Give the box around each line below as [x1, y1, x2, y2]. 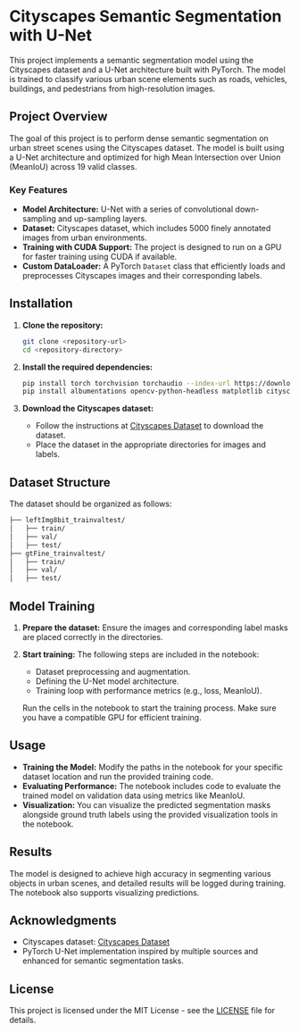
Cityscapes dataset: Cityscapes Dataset [21, 936, 170, 947]
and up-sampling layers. [57, 213, 147, 224]
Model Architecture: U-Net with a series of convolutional [21, 204, 234, 215]
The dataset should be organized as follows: [9, 498, 172, 510]
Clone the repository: [21, 320, 104, 330]
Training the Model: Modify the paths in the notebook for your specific [21, 762, 284, 772]
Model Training [9, 598, 96, 613]
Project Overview [9, 109, 108, 124]
